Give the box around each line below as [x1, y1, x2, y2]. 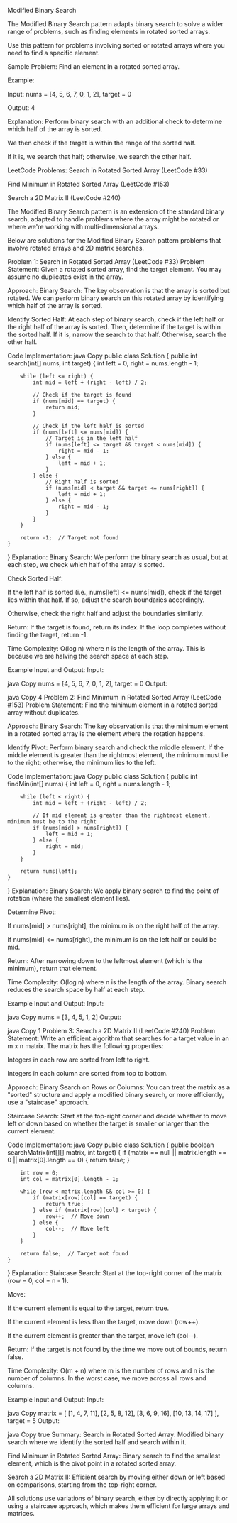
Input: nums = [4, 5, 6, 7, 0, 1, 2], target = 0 [7, 90, 132, 98]
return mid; [45, 404, 81, 411]
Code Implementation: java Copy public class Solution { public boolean [7, 1140, 214, 1149]
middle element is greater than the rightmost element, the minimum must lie [7, 751, 228, 759]
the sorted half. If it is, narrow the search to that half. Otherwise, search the [7, 330, 227, 339]
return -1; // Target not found [20, 534, 119, 541]
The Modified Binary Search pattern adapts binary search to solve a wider [7, 20, 224, 28]
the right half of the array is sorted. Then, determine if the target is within [7, 323, 221, 331]
